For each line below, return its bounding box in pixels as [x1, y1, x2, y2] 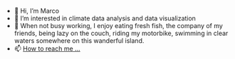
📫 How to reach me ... [14, 44, 80, 53]
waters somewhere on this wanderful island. [14, 37, 145, 45]
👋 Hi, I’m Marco [14, 7, 59, 15]
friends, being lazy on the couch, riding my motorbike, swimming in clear [14, 29, 229, 37]
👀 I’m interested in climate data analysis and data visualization [14, 14, 196, 22]
